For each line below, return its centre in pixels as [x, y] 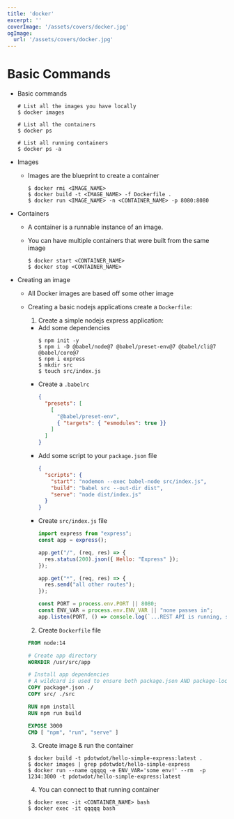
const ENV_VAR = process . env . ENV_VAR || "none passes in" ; [126, 611]
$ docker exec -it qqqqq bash [72, 809]
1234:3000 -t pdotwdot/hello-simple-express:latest [104, 777]
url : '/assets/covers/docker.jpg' [63, 40]
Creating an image [44, 280]
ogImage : [20, 33]
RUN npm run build [54, 713]
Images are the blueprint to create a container [93, 176]
